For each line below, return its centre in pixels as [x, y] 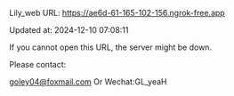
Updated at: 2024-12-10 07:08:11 [69, 30]
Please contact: [38, 64]
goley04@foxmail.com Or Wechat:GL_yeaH [88, 82]
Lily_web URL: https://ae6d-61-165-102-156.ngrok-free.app [117, 13]
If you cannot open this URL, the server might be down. [110, 47]
